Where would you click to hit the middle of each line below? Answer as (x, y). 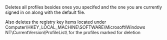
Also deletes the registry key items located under (56, 22)
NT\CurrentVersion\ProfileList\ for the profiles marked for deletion (73, 32)
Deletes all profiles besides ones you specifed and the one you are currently (84, 7)
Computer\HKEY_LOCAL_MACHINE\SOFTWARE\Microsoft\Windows (75, 27)
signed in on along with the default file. (45, 12)
